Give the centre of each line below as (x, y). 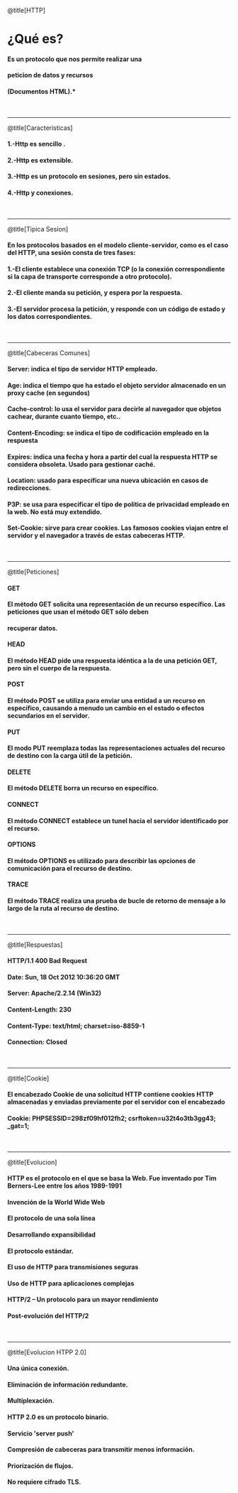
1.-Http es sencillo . (36, 144)
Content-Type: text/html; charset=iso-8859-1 (76, 1026)
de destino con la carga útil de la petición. (70, 756)
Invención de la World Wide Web (56, 1202)
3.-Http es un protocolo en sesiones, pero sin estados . (89, 176)
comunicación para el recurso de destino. (70, 868)
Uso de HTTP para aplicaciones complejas (71, 1283)
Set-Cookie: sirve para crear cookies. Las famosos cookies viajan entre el (118, 528)
